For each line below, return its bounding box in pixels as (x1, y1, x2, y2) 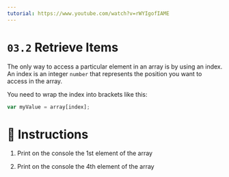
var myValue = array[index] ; (7, 104, 90, 110)
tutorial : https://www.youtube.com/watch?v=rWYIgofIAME (7, 10, 170, 17)
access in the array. (7, 77, 63, 85)
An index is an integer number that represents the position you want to (7, 69, 202, 78)
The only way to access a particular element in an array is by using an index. (7, 62, 223, 71)
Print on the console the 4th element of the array (16, 163, 155, 171)
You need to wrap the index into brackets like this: (7, 90, 148, 98)
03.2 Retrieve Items (7, 39, 118, 55)
